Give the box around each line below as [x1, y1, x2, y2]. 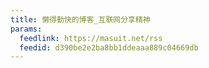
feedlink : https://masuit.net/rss [19, 33, 163, 43]
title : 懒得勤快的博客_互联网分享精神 [10, 14, 151, 25]
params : [10, 24, 43, 34]
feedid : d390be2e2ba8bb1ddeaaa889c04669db [19, 42, 199, 53]
